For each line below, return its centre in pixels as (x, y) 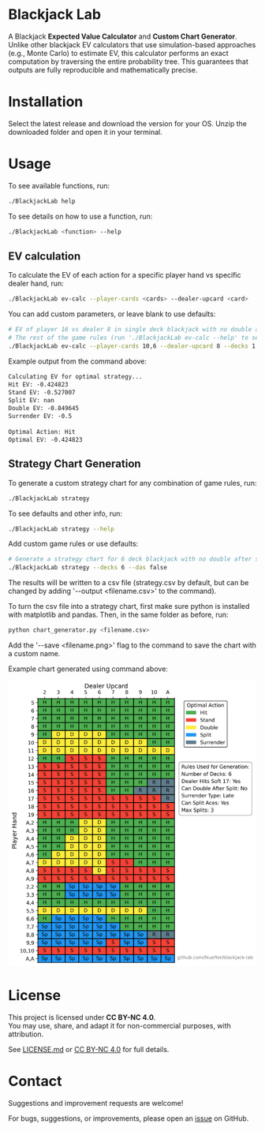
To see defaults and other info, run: (65, 513)
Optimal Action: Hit (42, 431)
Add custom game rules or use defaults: (73, 544)
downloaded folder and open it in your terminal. (86, 132)
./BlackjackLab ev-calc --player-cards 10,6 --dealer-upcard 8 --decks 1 (132, 346)
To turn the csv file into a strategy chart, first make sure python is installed (129, 607)
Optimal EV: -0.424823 (45, 439)
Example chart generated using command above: (88, 669)
